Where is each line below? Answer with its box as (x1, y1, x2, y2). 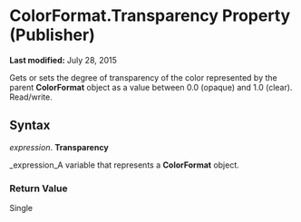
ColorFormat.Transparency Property (9, 5, 291, 26)
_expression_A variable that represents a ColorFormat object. (9, 159, 240, 170)
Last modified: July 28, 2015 (9, 54, 118, 65)
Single (9, 203, 34, 214)
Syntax (9, 118, 51, 133)
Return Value (9, 182, 68, 195)
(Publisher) (9, 24, 95, 45)
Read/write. (9, 92, 53, 102)
